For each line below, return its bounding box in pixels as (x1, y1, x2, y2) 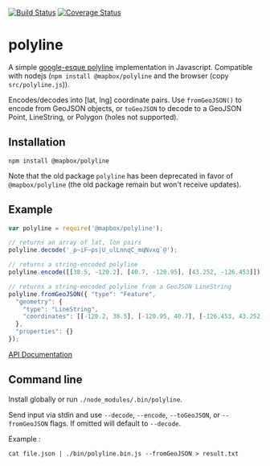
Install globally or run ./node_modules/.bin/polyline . (8, 394, 183, 404)
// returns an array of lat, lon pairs (8, 238, 142, 247)
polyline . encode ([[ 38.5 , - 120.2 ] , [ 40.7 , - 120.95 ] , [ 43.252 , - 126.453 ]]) (8, 268, 261, 277)
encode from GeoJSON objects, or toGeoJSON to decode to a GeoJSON (8, 103, 243, 113)
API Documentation (8, 349, 72, 359)
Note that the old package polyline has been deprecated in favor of (8, 171, 234, 180)
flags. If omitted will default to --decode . (49, 419, 182, 428)
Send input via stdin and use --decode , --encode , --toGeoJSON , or (8, 410, 221, 419)
